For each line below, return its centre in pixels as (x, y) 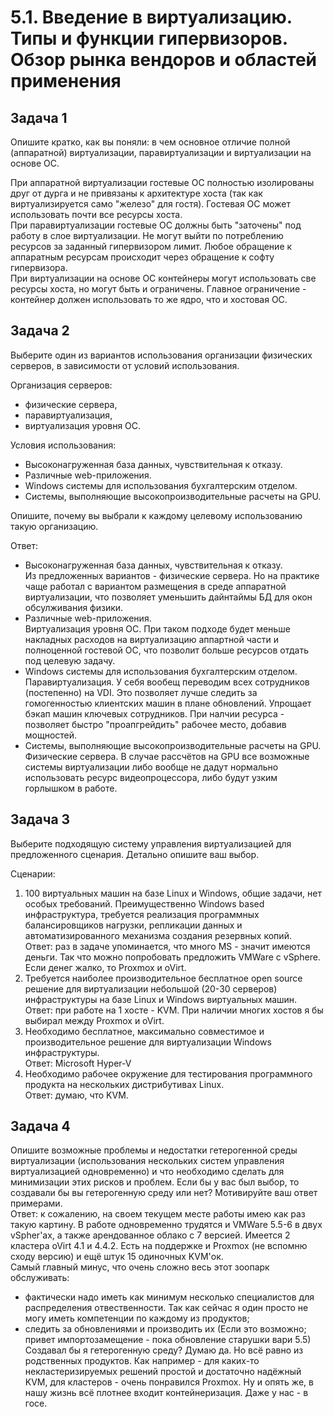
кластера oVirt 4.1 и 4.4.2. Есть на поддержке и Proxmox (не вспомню (159, 1246)
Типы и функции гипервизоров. (149, 38)
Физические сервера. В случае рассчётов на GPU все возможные (167, 756)
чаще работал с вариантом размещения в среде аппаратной (155, 586)
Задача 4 (40, 1126)
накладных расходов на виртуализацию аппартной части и (151, 639)
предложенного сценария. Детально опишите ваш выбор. (135, 854)
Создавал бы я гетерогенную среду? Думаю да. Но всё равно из (164, 1350)
